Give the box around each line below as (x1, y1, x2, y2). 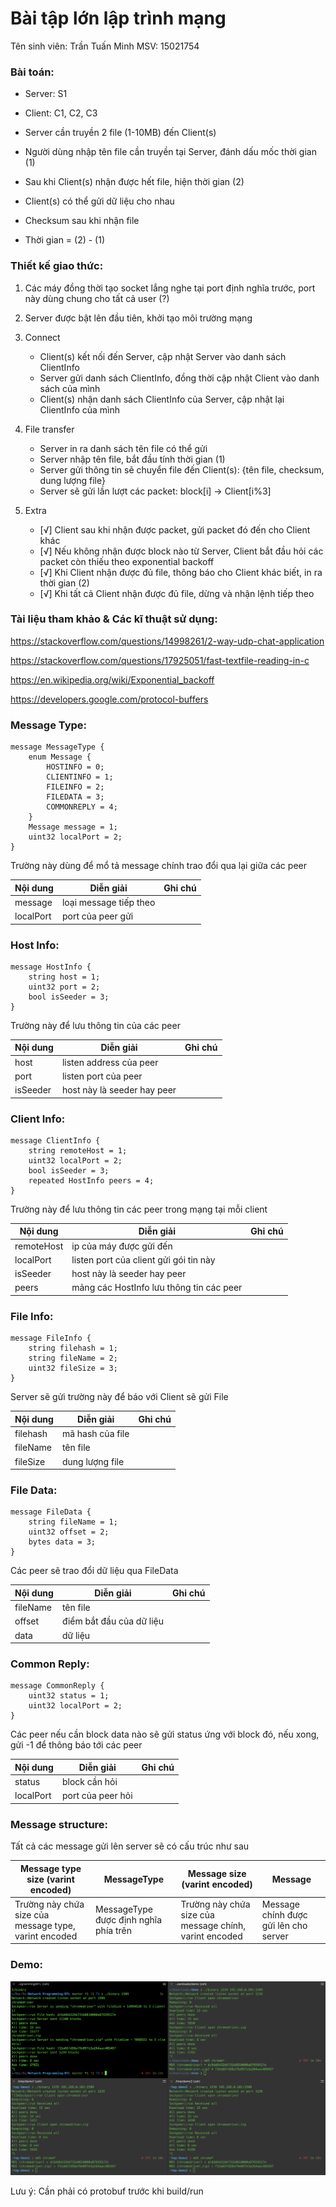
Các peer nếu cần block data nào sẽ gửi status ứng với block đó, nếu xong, (10, 1728, 320, 1741)
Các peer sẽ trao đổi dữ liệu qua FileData (10, 1565, 179, 1577)
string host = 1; (28, 972, 101, 982)
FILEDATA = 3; (46, 792, 105, 802)
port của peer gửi (61, 910, 134, 922)
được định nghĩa (95, 1914, 163, 1926)
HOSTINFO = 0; (46, 762, 105, 772)
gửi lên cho (261, 1919, 308, 1931)
